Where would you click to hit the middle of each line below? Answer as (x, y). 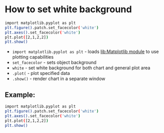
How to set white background (68, 9)
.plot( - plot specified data (41, 73)
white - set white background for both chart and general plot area (81, 68)
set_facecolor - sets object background (54, 63)
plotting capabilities (33, 57)
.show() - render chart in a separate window (59, 79)
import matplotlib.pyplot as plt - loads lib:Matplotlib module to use (86, 51)
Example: (20, 95)
